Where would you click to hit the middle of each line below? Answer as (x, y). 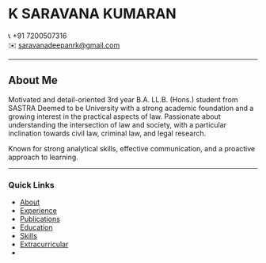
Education (36, 227)
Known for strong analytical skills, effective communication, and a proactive (132, 148)
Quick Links (31, 185)
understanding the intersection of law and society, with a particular (118, 124)
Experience (38, 211)
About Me (33, 80)
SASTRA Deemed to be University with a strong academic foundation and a (131, 108)
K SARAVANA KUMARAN (92, 14)
